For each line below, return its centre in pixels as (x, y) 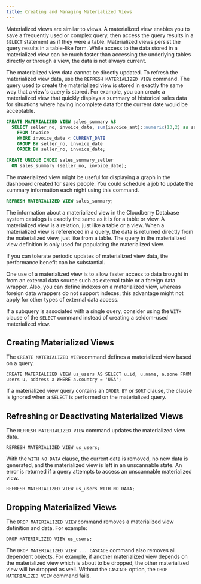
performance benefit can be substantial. (56, 262)
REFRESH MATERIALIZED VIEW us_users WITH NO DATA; (71, 489)
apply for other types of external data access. (63, 299)
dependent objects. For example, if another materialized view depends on (97, 556)
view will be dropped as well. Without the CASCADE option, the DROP (87, 569)
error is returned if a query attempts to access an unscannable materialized (99, 472)
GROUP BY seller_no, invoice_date (60, 144)
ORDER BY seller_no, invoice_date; (61, 149)
